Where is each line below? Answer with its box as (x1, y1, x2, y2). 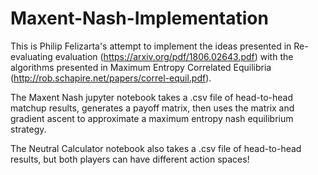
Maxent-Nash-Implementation (10, 7, 269, 30)
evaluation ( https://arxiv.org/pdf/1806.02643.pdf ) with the (54, 50, 294, 62)
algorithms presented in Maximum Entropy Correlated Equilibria (10, 61, 272, 73)
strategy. (10, 123, 47, 135)
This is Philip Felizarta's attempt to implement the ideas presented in (10, 40, 292, 52)
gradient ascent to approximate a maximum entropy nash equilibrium (10, 112, 294, 124)
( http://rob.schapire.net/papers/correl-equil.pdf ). (10, 72, 212, 84)
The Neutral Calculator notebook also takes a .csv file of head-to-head (10, 142, 302, 154)
